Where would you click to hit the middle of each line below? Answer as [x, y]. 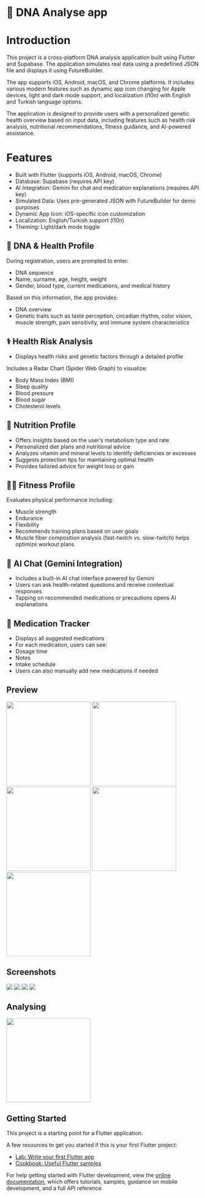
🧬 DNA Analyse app [57, 13]
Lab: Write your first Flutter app [55, 1157]
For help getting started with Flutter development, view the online [89, 1175]
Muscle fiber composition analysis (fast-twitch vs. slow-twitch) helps [102, 538]
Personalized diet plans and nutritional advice [73, 447]
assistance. [21, 133]
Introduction [39, 41]
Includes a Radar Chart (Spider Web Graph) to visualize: [77, 368]
